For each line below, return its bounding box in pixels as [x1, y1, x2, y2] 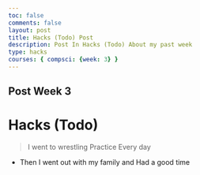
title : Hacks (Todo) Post [8, 33, 93, 42]
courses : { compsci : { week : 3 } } [8, 56, 119, 64]
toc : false [8, 11, 44, 20]
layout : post [8, 26, 51, 34]
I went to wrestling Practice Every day [27, 143, 152, 152]
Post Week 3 [8, 84, 72, 99]
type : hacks [8, 48, 47, 56]
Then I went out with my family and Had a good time [19, 158, 191, 167]
